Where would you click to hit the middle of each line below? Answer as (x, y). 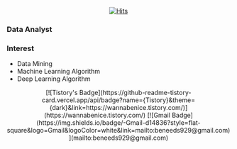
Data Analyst (29, 29)
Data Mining (34, 64)
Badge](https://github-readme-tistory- (135, 93)
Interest (21, 48)
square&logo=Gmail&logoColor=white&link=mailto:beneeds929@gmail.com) (118, 131)
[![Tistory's (62, 93)
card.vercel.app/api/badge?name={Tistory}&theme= (118, 100)
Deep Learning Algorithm (54, 79)
